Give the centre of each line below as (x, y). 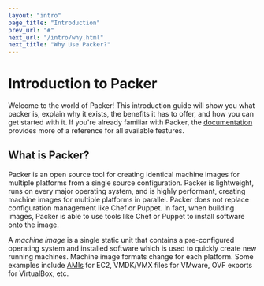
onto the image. (33, 225)
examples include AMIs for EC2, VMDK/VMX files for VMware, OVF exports (130, 265)
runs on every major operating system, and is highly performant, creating (127, 191)
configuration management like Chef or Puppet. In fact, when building (121, 208)
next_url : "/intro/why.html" (56, 37)
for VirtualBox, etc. (39, 273)
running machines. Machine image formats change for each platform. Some (131, 256)
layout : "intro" (35, 15)
